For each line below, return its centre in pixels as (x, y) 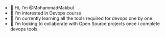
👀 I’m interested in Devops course (46, 13)
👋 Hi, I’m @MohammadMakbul (42, 8)
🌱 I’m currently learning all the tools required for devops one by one (81, 18)
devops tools (24, 29)
